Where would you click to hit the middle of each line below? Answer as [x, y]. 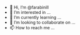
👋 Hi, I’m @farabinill [29, 7]
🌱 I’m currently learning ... [35, 17]
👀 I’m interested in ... [30, 12]
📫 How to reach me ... [32, 28]
